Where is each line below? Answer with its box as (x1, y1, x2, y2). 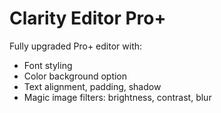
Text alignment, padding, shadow (23, 80, 162, 92)
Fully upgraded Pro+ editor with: (9, 40, 143, 52)
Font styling (23, 59, 73, 71)
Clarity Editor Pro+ (9, 7, 167, 30)
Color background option (23, 70, 128, 82)
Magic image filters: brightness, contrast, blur (23, 91, 212, 103)
